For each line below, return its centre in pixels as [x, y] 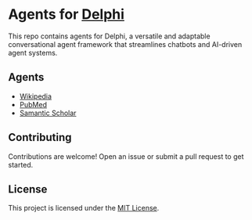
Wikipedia [36, 96]
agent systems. [33, 52]
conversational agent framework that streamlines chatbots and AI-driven [125, 44]
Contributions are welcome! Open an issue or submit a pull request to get [126, 156]
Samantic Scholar [48, 113]
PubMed [33, 104]
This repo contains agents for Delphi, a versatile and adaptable [109, 36]
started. [21, 164]
